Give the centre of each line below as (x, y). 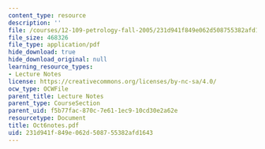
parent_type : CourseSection (54, 103)
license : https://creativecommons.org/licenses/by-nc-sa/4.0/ (112, 81)
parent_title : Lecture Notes (56, 96)
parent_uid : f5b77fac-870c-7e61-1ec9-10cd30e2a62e (93, 111)
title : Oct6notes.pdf (44, 125)
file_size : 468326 (38, 37)
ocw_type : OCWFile (38, 89)
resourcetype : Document (47, 118)
